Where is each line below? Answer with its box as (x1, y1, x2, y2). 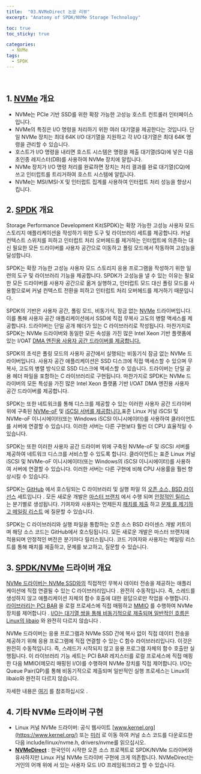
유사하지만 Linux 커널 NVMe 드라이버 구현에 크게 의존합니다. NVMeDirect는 (14, 754, 194, 761)
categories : (6, 41, 36, 48)
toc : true (6, 25, 31, 31)
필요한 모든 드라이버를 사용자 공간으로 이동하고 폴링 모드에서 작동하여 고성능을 (12, 244, 196, 252)
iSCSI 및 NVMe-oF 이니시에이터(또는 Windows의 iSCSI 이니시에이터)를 (6, 458, 175, 465)
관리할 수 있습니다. (26, 140, 70, 147)
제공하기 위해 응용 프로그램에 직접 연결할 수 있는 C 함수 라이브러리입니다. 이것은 (6, 637, 193, 645)
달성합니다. (6, 252, 32, 259)
